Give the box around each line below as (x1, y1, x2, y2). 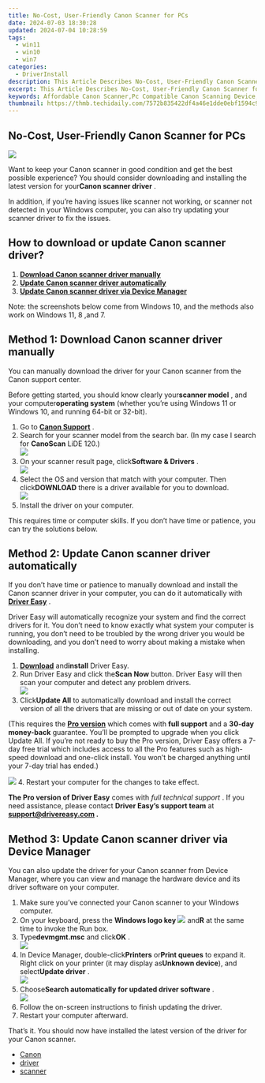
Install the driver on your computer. (19, 500, 134, 510)
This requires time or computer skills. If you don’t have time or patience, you (8, 515, 256, 525)
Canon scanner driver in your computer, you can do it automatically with (8, 589, 243, 598)
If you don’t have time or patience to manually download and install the (8, 580, 238, 590)
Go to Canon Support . (19, 422, 95, 431)
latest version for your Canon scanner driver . (8, 181, 156, 190)
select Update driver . (19, 967, 90, 976)
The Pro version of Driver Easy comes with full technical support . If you (8, 793, 244, 802)
